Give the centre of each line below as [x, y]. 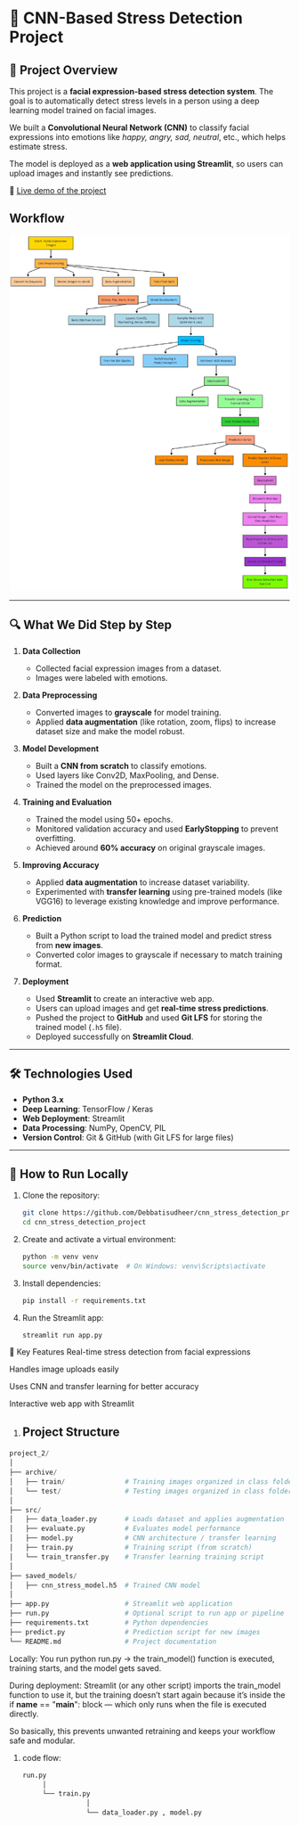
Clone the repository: [61, 1195]
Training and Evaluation [67, 802]
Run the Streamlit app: [63, 1317]
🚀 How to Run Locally [69, 1174]
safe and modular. [42, 1740]
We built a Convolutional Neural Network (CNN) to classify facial [129, 127]
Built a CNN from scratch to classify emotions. [121, 766]
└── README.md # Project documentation [113, 1642]
